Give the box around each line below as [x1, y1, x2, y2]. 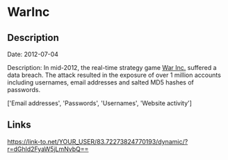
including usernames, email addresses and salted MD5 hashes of [7, 78, 195, 87]
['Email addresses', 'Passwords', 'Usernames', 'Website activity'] [7, 99, 193, 107]
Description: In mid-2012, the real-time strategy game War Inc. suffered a [7, 64, 217, 71]
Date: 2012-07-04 [7, 50, 59, 58]
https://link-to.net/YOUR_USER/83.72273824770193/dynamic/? [7, 137, 188, 145]
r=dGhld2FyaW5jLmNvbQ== [7, 145, 89, 153]
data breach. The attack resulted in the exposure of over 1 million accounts [7, 71, 221, 79]
